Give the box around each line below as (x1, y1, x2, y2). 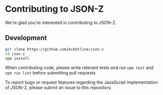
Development (5, 34, 47, 42)
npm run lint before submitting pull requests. (5, 70, 97, 76)
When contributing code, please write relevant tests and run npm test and (5, 65, 154, 71)
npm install (5, 56, 29, 61)
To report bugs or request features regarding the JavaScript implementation (5, 79, 158, 85)
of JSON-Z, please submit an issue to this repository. (5, 85, 112, 91)
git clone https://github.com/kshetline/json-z (5, 47, 104, 52)
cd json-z (5, 51, 25, 56)
